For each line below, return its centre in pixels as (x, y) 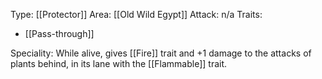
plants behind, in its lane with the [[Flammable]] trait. (119, 63)
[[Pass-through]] (59, 33)
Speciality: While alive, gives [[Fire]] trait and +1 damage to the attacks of (161, 53)
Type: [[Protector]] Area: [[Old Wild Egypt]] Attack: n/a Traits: (136, 14)
